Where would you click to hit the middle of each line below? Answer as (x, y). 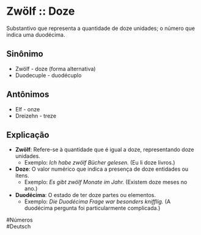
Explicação (28, 135)
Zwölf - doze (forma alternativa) (55, 69)
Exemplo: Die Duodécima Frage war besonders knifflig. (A (97, 202)
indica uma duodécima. (36, 34)
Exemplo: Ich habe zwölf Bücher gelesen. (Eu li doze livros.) (100, 163)
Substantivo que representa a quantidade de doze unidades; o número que (101, 28)
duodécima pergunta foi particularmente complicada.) (92, 208)
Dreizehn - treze (36, 116)
